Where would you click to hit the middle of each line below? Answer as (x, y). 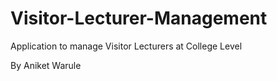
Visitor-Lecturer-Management (139, 18)
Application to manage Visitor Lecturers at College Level (126, 46)
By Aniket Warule (46, 65)
